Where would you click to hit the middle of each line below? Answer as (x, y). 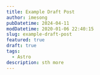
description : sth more (35, 62)
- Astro (22, 57)
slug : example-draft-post (39, 34)
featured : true (26, 40)
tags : (13, 51)
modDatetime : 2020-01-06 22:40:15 (50, 29)
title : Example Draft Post (41, 12)
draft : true (21, 46)
